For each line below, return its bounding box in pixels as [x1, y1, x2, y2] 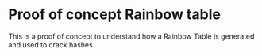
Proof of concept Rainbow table [8, 6, 221, 24]
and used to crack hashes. [8, 39, 95, 49]
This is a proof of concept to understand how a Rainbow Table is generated [8, 32, 255, 41]
